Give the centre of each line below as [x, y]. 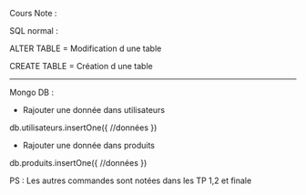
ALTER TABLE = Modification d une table [86, 48]
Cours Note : [33, 13]
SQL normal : [34, 31]
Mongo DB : [32, 92]
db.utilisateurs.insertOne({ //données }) [83, 128]
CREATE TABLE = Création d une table [81, 66]
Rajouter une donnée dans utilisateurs [94, 110]
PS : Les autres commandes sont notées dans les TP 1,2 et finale [131, 180]
